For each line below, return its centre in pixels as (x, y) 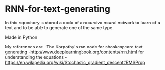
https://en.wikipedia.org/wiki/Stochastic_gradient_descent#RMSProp (75, 62)
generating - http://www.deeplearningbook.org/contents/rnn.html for (75, 52)
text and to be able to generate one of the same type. (59, 27)
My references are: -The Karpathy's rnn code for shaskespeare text (74, 47)
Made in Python (21, 37)
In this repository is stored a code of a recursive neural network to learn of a (83, 23)
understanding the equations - (36, 57)
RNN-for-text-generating (58, 9)
